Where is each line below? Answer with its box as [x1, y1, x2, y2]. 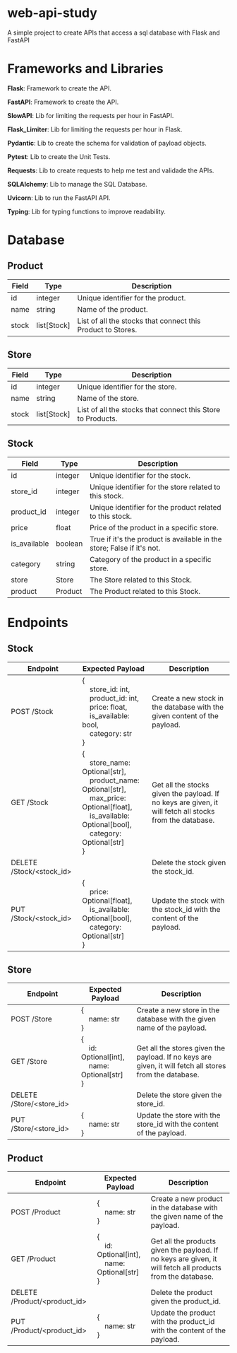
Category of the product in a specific [89, 554, 212, 564]
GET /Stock [11, 797, 49, 807]
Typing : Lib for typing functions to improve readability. [7, 207, 166, 216]
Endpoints [7, 614, 68, 631]
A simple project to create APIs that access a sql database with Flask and [7, 28, 220, 37]
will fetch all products [150, 1263, 222, 1273]
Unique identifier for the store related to [89, 482, 221, 492]
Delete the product [150, 1288, 213, 1298]
